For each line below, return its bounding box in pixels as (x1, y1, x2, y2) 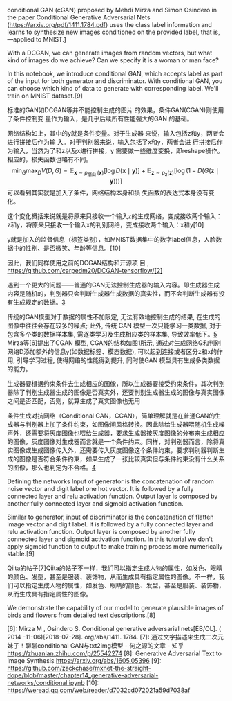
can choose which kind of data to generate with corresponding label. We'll (7, 85, 219, 92)
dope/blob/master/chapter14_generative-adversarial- (7, 671, 159, 680)
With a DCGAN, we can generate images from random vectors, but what (7, 48, 213, 57)
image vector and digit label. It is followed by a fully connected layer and (7, 520, 213, 529)
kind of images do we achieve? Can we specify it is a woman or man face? (7, 56, 219, 64)
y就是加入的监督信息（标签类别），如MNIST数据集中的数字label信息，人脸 (7, 236, 216, 244)
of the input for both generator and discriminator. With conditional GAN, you (7, 77, 223, 85)
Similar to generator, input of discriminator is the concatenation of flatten (7, 513, 214, 522)
